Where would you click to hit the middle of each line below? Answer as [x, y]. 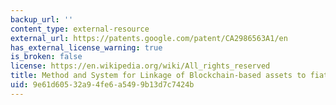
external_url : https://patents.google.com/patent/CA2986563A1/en [149, 38]
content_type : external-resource [80, 29]
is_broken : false [46, 57]
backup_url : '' [42, 19]
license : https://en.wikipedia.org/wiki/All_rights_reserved [140, 66]
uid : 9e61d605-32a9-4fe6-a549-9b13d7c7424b [102, 85]
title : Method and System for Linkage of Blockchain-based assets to [158, 76]
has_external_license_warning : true [86, 47]
